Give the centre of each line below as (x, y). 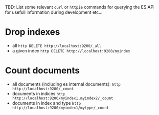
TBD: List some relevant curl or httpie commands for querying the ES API (80, 7)
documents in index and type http (46, 103)
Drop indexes (33, 32)
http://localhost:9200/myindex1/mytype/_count (60, 108)
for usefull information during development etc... (54, 12)
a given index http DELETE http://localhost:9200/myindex (71, 50)
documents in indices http (39, 93)
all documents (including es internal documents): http (66, 84)
